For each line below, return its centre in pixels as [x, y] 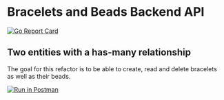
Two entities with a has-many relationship [99, 52]
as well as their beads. [39, 76]
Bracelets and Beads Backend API [106, 12]
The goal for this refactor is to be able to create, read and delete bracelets [112, 68]
